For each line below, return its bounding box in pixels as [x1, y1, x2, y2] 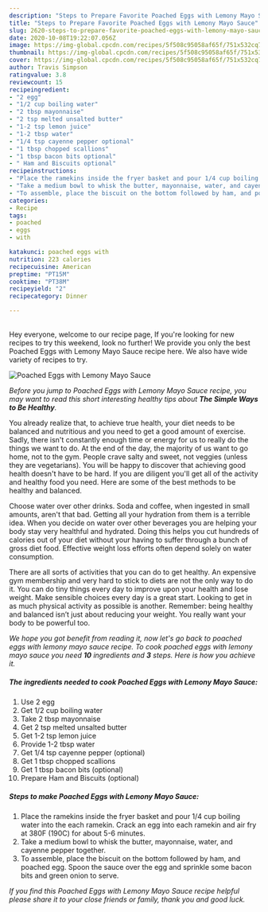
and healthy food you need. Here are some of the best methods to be [9, 477, 236, 486]
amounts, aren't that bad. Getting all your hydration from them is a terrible [9, 510, 251, 519]
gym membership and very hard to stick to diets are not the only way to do [9, 576, 254, 585]
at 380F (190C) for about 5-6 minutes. [20, 828, 146, 838]
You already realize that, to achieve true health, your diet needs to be [9, 419, 235, 427]
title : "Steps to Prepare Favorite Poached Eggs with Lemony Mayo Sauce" [9, 19, 259, 27]
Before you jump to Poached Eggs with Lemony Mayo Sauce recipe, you [9, 386, 247, 395]
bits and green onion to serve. [20, 871, 119, 880]
